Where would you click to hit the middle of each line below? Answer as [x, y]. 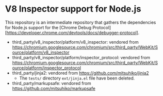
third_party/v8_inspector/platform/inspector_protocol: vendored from [81, 57]
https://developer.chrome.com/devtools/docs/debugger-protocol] [72, 32]
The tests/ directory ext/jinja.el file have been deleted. [77, 78]
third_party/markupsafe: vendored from [51, 83]
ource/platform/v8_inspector [41, 52]
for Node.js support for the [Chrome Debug [48, 27]
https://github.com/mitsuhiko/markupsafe [54, 88]
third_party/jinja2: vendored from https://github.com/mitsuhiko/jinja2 [80, 73]
